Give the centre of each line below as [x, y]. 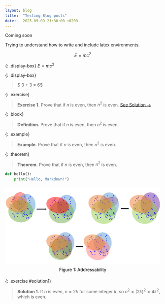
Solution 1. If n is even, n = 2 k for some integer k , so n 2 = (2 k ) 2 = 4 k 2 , [89, 291]
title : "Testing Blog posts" [36, 16]
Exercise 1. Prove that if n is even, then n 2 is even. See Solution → [84, 104]
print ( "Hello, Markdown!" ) [42, 179]
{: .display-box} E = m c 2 [30, 65]
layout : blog [18, 10]
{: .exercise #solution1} [28, 281]
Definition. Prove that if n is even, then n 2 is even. [68, 124]
